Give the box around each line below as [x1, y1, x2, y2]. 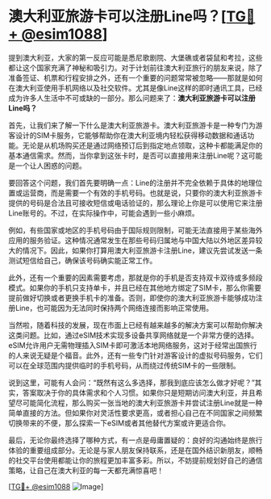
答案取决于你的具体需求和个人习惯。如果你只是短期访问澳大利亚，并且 [22, 388, 256, 397]
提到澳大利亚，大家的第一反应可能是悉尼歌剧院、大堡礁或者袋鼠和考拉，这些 [8, 52, 263, 62]
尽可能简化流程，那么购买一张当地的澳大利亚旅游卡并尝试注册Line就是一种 [15, 397, 263, 408]
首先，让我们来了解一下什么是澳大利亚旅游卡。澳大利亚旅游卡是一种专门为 [8, 120, 256, 130]
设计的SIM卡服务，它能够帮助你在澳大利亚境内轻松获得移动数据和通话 [15, 130, 248, 140]
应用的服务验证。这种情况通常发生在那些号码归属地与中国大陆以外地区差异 [8, 235, 256, 245]
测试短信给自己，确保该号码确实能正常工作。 [8, 255, 157, 265]
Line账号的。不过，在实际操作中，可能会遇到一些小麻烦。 [8, 208, 199, 218]
